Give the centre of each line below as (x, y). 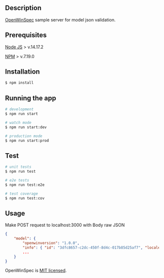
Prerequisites (26, 35)
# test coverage (21, 194)
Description (23, 8)
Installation (22, 72)
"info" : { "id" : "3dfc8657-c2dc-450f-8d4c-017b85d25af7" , (83, 248)
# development (20, 109)
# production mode (24, 136)
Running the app (31, 98)
